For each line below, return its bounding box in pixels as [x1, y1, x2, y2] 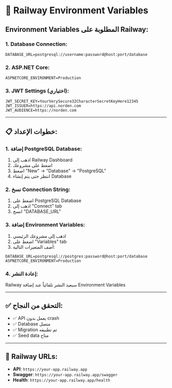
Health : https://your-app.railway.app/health [12, 377, 111, 383]
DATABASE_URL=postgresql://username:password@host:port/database [5, 52, 147, 57]
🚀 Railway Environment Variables [5, 5, 148, 16]
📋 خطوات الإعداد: [5, 127, 58, 136]
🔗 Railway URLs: [5, 352, 58, 361]
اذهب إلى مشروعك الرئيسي [12, 233, 67, 239]
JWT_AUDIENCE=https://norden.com [5, 108, 77, 113]
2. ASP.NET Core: [5, 64, 50, 71]
